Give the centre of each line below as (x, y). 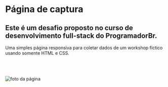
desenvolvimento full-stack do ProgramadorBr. (81, 35)
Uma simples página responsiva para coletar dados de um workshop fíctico (84, 48)
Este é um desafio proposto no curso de (69, 28)
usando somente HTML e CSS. (37, 53)
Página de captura (44, 9)
